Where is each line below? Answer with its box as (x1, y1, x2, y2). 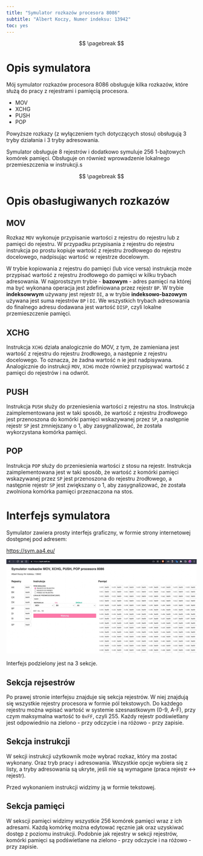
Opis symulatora (6, 61, 91, 75)
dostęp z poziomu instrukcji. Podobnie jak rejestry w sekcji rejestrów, (6, 830, 178, 837)
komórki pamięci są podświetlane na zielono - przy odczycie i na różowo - (6, 836, 192, 843)
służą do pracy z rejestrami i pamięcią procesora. (6, 88, 129, 95)
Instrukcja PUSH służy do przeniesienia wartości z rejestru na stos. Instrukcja (6, 403, 195, 410)
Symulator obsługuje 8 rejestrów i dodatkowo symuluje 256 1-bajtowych (6, 148, 185, 155)
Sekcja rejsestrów (6, 677, 76, 687)
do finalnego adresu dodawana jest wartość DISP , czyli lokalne (6, 303, 162, 311)
